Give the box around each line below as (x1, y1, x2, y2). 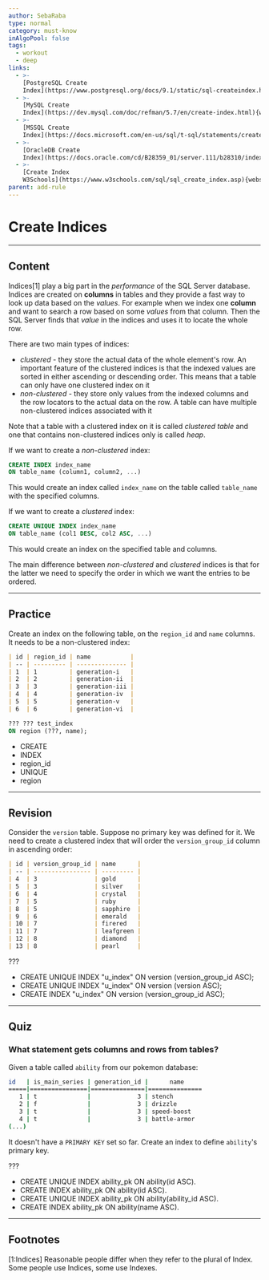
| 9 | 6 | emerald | (8, 912, 142, 921)
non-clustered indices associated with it (19, 406, 152, 415)
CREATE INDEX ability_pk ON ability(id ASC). (19, 1185, 167, 1195)
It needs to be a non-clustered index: (8, 637, 130, 646)
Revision (8, 806, 53, 820)
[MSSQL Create (22, 124, 70, 132)
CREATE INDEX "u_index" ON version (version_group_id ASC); (19, 989, 226, 998)
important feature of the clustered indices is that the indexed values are (19, 363, 256, 373)
